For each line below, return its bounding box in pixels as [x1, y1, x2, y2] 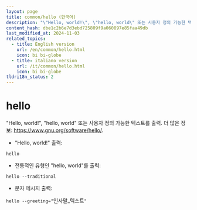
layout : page [6, 8, 38, 15]
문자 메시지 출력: [14, 185, 53, 192]
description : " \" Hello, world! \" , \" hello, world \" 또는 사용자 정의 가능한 [6, 19, 186, 25]
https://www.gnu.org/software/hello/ [13, 127, 102, 134]
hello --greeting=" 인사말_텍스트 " [6, 197, 87, 204]
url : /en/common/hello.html [16, 47, 85, 53]
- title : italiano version [11, 57, 77, 63]
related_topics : [6, 36, 46, 42]
